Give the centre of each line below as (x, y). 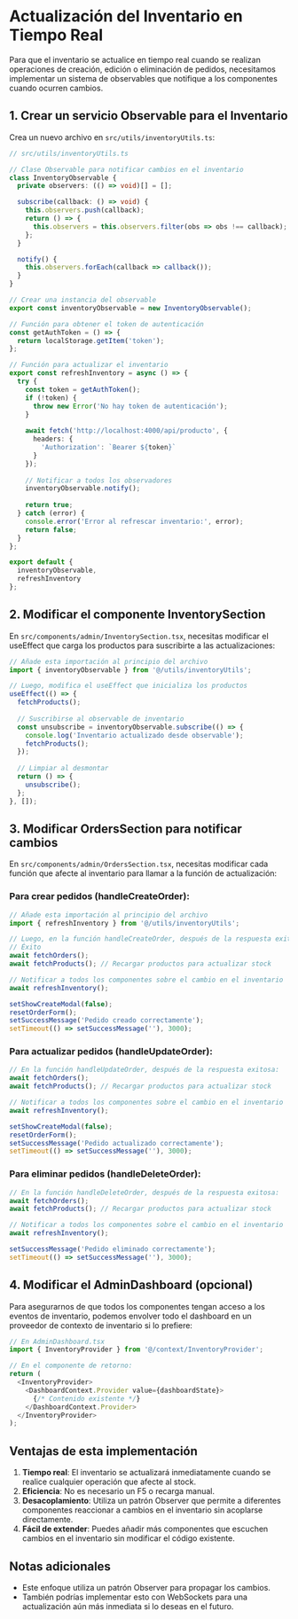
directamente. (47, 1520)
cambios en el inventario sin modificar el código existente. (128, 1538)
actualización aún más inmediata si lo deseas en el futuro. (128, 1606)
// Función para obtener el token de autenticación (106, 324)
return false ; (51, 529)
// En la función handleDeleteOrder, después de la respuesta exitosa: (144, 1193)
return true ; (49, 505)
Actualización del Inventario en (126, 16)
